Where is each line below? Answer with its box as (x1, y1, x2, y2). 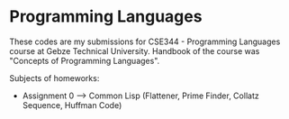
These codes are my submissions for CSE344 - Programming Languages (9, 36, 281, 47)
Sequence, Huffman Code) (22, 99, 122, 110)
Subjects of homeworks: (9, 72, 100, 83)
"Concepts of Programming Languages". (9, 55, 160, 66)
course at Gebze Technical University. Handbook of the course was (9, 45, 260, 56)
